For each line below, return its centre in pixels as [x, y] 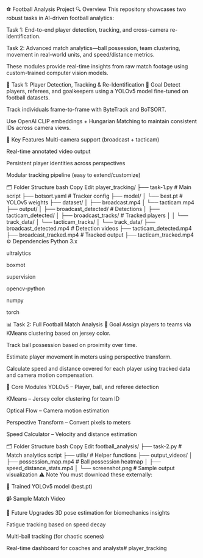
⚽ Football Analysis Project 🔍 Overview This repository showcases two [96, 9]
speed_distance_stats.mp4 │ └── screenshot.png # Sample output [91, 468]
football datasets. [28, 98]
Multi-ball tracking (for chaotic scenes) [55, 536]
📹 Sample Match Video [36, 499]
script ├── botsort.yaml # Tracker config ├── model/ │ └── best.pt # [94, 196]
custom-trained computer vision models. [57, 73]
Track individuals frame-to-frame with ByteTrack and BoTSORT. [86, 109]
